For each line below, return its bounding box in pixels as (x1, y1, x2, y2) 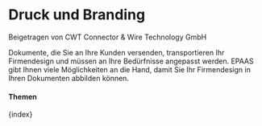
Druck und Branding (8, 6, 146, 24)
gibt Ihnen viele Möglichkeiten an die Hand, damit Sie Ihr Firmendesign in (8, 64, 252, 74)
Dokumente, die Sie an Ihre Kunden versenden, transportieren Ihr (8, 47, 225, 57)
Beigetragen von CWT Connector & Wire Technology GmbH (8, 32, 207, 42)
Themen (8, 91, 38, 101)
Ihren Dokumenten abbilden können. (8, 73, 129, 83)
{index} (8, 110, 33, 120)
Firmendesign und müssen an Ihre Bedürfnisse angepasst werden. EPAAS (8, 56, 254, 66)
